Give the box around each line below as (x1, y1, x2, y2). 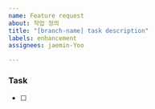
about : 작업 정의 (8, 19, 60, 27)
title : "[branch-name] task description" (8, 26, 149, 34)
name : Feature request (8, 11, 84, 20)
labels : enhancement (8, 34, 78, 42)
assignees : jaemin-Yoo (8, 42, 84, 50)
